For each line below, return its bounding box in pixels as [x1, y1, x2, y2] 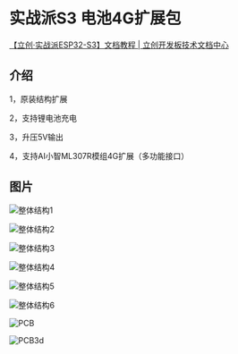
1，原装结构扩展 [9, 93, 68, 104]
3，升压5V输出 [9, 131, 64, 142]
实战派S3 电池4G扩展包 [9, 8, 182, 29]
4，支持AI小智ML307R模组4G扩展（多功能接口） [9, 150, 190, 161]
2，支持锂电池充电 [9, 113, 78, 123]
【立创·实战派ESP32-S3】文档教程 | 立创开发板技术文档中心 [9, 39, 230, 50]
